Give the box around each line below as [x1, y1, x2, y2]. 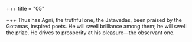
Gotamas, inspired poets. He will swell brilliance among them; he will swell [6, 23, 187, 30]
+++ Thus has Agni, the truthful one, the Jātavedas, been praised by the [6, 17, 182, 23]
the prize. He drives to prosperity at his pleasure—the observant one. [6, 29, 175, 36]
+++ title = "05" [6, 5, 45, 12]
